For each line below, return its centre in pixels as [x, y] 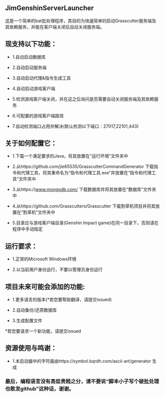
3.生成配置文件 [27, 321]
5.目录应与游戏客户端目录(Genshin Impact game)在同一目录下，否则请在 [85, 223]
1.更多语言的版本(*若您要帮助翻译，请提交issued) [62, 299]
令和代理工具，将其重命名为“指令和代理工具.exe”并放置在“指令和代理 [82, 173]
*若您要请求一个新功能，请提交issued [43, 331]
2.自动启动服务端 [29, 67]
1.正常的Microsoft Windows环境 [44, 259]
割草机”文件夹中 [39, 212]
